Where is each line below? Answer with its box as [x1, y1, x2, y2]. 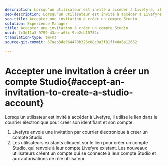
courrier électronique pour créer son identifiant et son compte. [5, 119, 134, 125]
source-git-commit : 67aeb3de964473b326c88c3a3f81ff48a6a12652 [5, 40, 137, 45]
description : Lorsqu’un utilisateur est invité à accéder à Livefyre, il [5, 7, 162, 12]
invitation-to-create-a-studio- [5, 87, 133, 98]
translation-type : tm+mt [5, 35, 57, 40]
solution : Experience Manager [5, 21, 68, 26]
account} [5, 97, 44, 109]
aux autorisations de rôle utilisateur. [12, 155, 86, 161]
